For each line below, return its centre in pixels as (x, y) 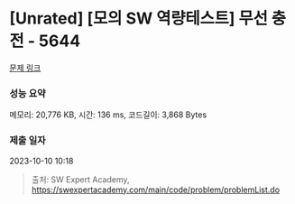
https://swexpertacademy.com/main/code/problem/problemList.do (156, 190)
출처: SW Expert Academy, (80, 179)
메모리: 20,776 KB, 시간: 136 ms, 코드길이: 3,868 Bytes (108, 115)
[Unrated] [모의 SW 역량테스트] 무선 (138, 19)
